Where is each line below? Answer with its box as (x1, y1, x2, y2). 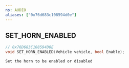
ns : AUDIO (5, 7, 27, 13)
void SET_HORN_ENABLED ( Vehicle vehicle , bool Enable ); (5, 50, 125, 55)
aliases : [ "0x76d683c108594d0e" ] (5, 12, 77, 17)
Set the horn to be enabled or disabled (5, 59, 93, 64)
